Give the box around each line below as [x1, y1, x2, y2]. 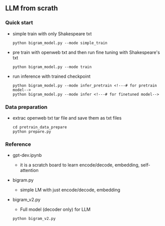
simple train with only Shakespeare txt [12, 30, 92, 37]
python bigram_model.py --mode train [12, 64, 92, 70]
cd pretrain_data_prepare [12, 125, 67, 130]
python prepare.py [12, 129, 51, 134]
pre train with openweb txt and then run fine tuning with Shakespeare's [12, 49, 160, 55]
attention [20, 167, 39, 174]
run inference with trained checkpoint [12, 73, 91, 79]
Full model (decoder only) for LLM [20, 206, 91, 212]
